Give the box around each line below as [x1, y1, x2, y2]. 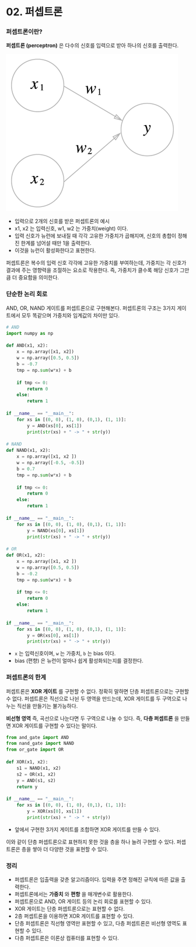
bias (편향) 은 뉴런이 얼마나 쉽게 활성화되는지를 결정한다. [14, 657, 144, 664]
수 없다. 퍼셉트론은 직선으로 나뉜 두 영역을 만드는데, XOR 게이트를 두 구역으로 [6, 695, 181, 702]
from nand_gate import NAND [6, 741, 75, 746]
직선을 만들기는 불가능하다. [16, 702, 78, 709]
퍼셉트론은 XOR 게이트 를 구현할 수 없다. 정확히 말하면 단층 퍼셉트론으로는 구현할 [6, 687, 190, 694]
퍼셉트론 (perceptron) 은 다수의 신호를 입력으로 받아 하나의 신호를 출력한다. [6, 42, 179, 49]
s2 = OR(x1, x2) [16, 771, 57, 777]
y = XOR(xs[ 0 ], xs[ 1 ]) [27, 808, 82, 814]
